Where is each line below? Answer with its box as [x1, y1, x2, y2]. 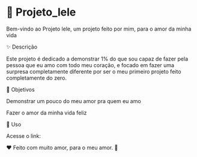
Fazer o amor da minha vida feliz [6, 109, 87, 116]
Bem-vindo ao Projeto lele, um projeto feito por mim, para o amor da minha [6, 25, 192, 32]
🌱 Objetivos [6, 86, 35, 93]
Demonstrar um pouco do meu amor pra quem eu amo [6, 97, 141, 104]
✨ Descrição [6, 43, 38, 50]
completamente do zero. [6, 74, 67, 81]
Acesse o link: [6, 132, 41, 140]
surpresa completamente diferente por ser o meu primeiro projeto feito [6, 68, 181, 75]
